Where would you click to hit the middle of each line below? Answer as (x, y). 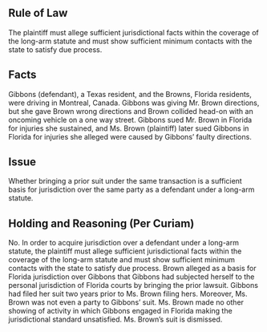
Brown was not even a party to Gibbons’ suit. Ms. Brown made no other (126, 302)
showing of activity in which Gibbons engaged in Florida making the (120, 311)
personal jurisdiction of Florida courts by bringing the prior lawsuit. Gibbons (133, 285)
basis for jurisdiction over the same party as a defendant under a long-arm (131, 190)
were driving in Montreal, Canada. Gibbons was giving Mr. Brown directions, (134, 103)
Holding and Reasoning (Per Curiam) (101, 223)
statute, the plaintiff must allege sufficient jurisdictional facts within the (125, 251)
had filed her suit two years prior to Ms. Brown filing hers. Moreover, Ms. (128, 294)
